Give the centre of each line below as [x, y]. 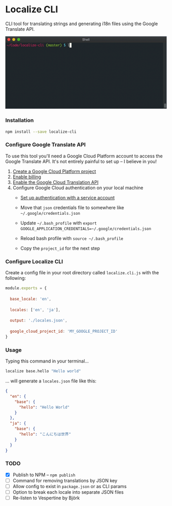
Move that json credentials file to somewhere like [72, 207]
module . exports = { [26, 288]
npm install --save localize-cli [41, 132]
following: [16, 278]
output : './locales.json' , [39, 321]
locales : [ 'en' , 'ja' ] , [35, 310]
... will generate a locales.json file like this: [51, 381]
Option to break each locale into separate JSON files [68, 492]
